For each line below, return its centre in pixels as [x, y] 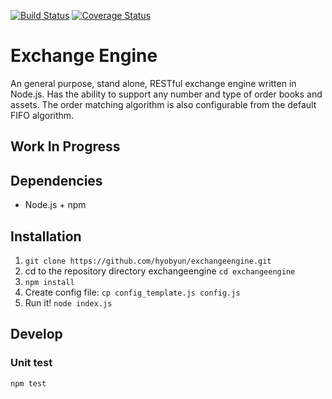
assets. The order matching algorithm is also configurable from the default [163, 104]
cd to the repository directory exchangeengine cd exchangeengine [160, 271]
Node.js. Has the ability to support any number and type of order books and [166, 94]
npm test [28, 383]
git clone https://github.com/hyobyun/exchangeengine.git [148, 261]
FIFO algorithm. [42, 115]
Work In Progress [65, 146]
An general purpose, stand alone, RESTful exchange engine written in [153, 83]
